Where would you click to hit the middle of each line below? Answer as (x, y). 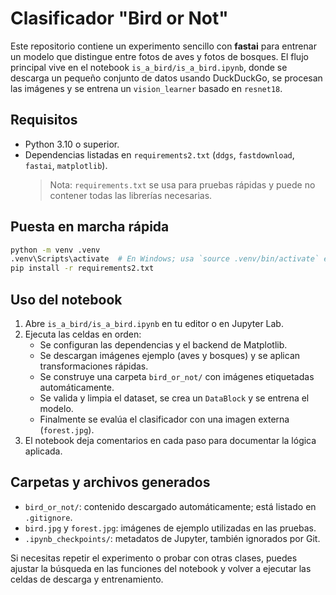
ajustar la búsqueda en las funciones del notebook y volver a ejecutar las (161, 568)
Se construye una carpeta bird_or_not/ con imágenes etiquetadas (177, 376)
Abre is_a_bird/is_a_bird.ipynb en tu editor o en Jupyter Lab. (154, 323)
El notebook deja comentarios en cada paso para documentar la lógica (170, 440)
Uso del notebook (66, 299)
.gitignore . (48, 517)
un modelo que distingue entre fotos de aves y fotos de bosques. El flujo (159, 56)
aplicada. (43, 451)
